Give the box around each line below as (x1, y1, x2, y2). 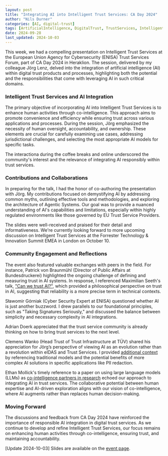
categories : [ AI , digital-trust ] (5, 21, 75, 26)
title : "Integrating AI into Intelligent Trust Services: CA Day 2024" (5, 12, 157, 17)
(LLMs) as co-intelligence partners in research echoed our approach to (5, 375, 151, 381)
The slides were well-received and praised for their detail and (5, 222, 132, 228)
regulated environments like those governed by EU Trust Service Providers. (5, 212, 160, 218)
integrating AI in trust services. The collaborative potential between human (5, 380, 159, 386)
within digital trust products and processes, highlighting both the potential (5, 70, 157, 76)
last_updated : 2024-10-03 (5, 35, 59, 40)
